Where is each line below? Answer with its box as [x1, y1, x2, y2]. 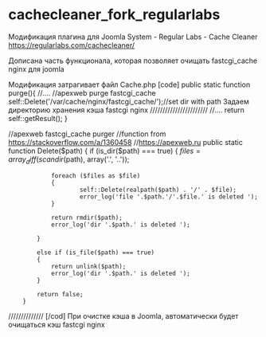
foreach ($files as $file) [50, 171, 141, 180]
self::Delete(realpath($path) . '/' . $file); [79, 186, 237, 194]
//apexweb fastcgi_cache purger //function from [8, 129, 166, 139]
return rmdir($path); [50, 214, 123, 221]
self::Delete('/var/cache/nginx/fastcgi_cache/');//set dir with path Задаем [8, 96, 249, 106]
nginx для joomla [8, 64, 65, 73]
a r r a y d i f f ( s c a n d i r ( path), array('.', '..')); [8, 154, 130, 166]
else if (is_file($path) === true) [37, 249, 155, 257]
